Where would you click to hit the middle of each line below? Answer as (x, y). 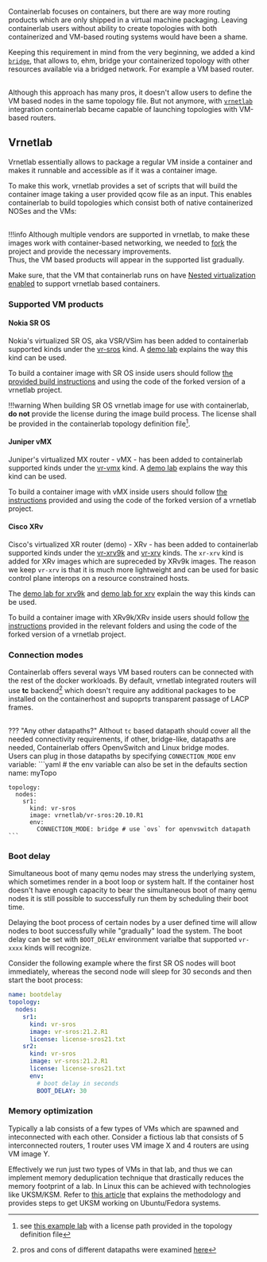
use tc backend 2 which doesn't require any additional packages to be (122, 689)
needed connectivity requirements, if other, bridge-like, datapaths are (122, 739)
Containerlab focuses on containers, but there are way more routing (119, 12)
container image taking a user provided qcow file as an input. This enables (130, 194)
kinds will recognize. (58, 948)
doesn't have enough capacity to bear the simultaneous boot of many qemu (132, 890)
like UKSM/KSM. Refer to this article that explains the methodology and (124, 1194)
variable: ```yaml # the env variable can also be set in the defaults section (128, 764)
